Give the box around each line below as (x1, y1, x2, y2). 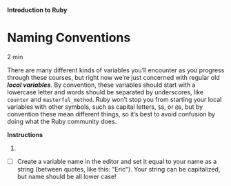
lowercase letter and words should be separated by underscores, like (7, 87, 204, 96)
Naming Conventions (7, 30, 131, 45)
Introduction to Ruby (7, 6, 68, 14)
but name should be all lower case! (17, 172, 117, 180)
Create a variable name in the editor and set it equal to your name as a (17, 157, 217, 165)
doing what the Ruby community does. (7, 117, 117, 125)
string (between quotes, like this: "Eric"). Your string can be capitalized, (17, 165, 221, 173)
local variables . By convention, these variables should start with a (7, 81, 196, 89)
